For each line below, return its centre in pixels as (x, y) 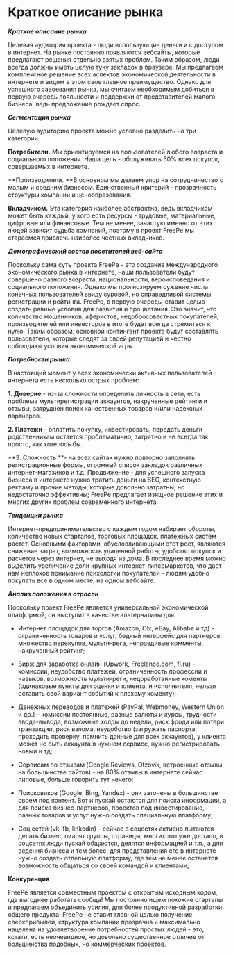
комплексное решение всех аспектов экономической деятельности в (112, 74)
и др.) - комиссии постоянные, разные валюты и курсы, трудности (117, 714)
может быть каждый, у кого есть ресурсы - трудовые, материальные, (112, 215)
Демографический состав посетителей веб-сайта (85, 251)
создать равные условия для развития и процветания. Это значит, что (112, 309)
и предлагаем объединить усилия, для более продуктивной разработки (115, 907)
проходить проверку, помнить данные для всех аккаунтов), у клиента (122, 736)
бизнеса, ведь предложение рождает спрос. (75, 104)
